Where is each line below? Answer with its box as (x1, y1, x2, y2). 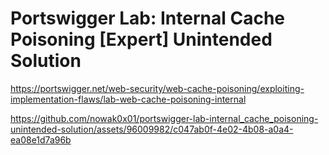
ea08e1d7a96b (10, 133, 72, 146)
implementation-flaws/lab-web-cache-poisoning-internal (10, 93, 247, 105)
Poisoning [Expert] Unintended (10, 28, 273, 51)
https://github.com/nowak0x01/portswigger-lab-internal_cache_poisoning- (10, 112, 319, 124)
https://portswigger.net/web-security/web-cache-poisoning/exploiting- (10, 82, 305, 94)
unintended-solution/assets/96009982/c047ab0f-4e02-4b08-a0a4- (10, 123, 294, 135)
